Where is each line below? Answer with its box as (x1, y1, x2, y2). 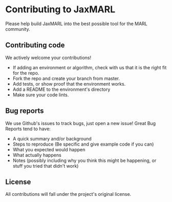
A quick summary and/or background (12, 135, 92, 142)
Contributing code (5, 41, 65, 50)
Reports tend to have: (5, 126, 51, 132)
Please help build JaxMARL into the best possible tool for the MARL (5, 21, 147, 27)
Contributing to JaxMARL (5, 4, 116, 15)
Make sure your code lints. (12, 91, 69, 98)
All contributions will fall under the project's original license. (5, 191, 132, 197)
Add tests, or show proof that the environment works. (12, 80, 126, 87)
